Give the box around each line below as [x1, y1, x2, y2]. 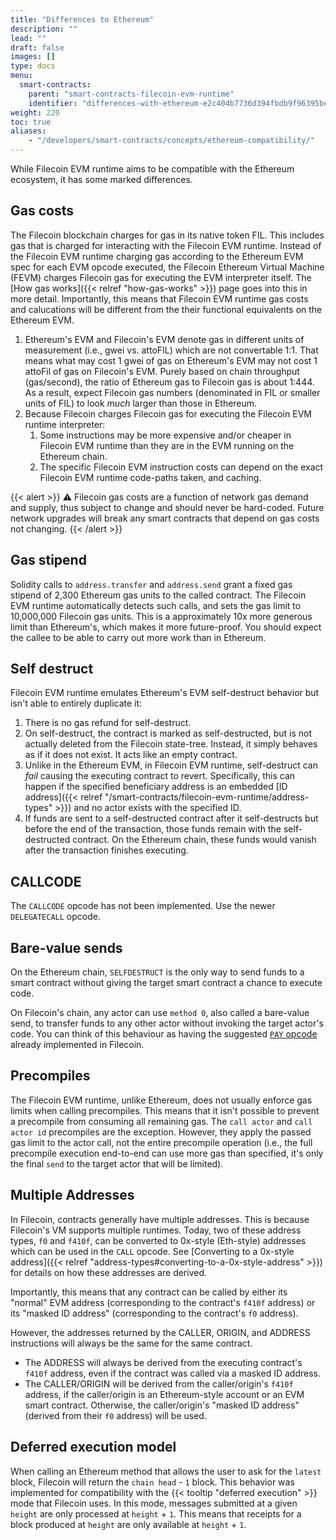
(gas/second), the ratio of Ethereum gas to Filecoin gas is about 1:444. [24, 376, 315, 388]
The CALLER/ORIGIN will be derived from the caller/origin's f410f [24, 1377, 294, 1390]
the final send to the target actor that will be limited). [10, 1157, 224, 1170]
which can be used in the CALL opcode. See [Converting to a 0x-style [10, 1245, 295, 1257]
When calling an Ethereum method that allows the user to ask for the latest [10, 1465, 322, 1477]
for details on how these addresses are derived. [10, 1266, 208, 1278]
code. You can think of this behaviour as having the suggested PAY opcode [10, 1028, 318, 1040]
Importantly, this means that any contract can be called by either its [10, 1286, 288, 1298]
